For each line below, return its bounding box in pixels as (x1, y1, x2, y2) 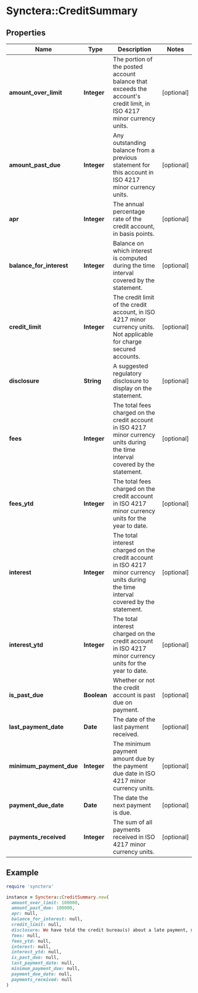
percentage (113, 208, 146, 215)
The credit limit (113, 293, 154, 301)
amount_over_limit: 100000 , (11, 900, 81, 905)
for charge (113, 338, 142, 345)
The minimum (113, 740, 151, 748)
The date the (113, 794, 148, 802)
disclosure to (113, 377, 149, 385)
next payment (113, 801, 151, 809)
